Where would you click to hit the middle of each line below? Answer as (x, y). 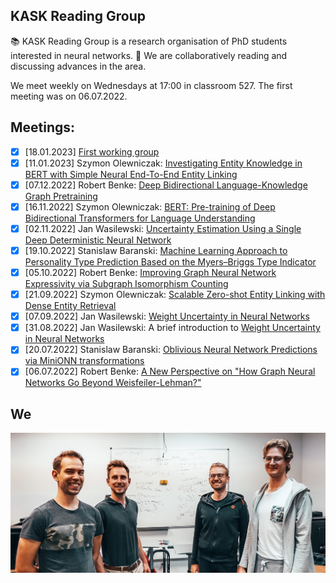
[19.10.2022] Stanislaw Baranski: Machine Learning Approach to (156, 250)
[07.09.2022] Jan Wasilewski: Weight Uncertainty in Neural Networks (167, 316)
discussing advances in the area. (78, 66)
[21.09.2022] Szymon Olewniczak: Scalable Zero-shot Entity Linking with (175, 295)
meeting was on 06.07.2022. (69, 96)
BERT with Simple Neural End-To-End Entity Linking (131, 174)
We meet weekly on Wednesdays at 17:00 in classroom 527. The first (151, 85)
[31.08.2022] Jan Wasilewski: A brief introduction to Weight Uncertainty (172, 328)
